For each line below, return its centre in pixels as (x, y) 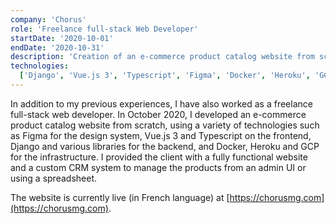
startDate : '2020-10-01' (62, 38)
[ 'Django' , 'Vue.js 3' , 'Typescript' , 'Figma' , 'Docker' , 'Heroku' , (165, 76)
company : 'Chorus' (48, 19)
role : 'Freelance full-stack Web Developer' (104, 29)
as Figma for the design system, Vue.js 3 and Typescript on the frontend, (161, 135)
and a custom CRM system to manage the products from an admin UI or (158, 167)
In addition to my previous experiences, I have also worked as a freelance (161, 103)
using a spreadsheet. (53, 178)
